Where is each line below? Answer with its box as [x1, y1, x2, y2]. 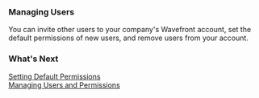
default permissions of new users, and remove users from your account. [8, 33, 249, 43]
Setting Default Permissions [8, 71, 101, 81]
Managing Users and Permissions [8, 80, 121, 90]
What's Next [8, 53, 59, 64]
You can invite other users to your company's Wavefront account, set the [8, 25, 252, 35]
